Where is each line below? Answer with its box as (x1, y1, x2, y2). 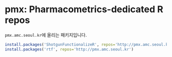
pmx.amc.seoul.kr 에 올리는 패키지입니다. (5, 32, 87, 38)
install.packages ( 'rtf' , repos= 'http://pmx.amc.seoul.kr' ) (5, 47, 134, 52)
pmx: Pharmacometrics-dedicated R (5, 4, 164, 15)
